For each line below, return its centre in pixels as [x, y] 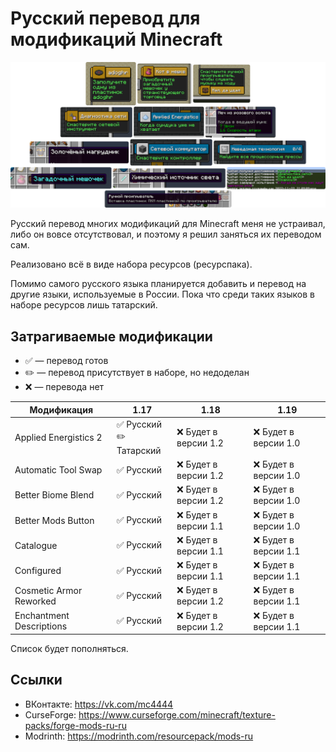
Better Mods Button [54, 520]
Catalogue [36, 545]
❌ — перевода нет [64, 387]
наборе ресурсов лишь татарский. [84, 305]
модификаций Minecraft [116, 39]
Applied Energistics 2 [58, 437]
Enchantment [42, 616]
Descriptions [41, 626]
